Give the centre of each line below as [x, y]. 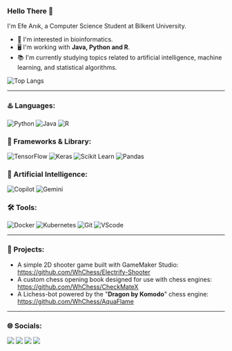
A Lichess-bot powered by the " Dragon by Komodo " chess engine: [113, 294]
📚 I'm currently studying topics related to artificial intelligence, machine [119, 57]
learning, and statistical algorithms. [67, 68]
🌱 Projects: [26, 249]
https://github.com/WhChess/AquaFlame [76, 301]
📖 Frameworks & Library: [49, 141]
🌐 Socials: [25, 325]
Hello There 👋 [30, 11]
